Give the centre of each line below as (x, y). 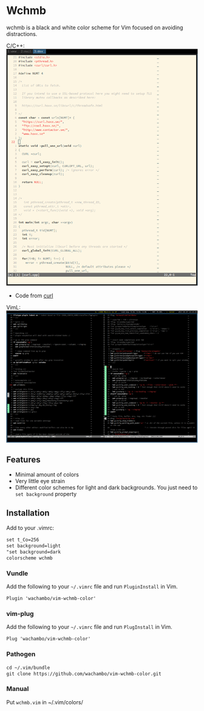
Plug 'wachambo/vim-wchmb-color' (49, 639)
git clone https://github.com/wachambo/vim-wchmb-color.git (84, 674)
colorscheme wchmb (29, 558)
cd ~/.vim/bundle (28, 668)
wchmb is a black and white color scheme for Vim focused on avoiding (95, 27)
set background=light (34, 546)
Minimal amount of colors (47, 474)
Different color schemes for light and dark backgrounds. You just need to (106, 487)
